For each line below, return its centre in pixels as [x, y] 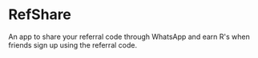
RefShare [40, 15]
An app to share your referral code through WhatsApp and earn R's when [129, 37]
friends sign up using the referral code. [73, 44]
